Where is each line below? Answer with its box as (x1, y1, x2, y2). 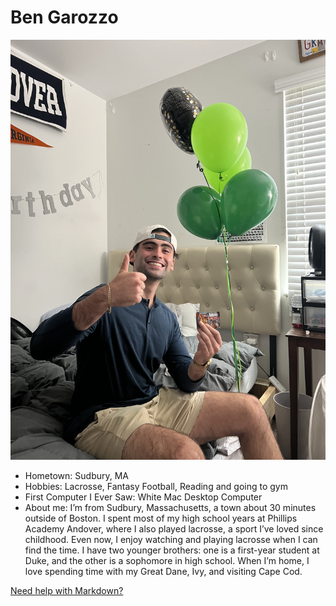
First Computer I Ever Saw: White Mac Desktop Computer (24, 491, 263, 503)
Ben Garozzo (10, 6, 119, 29)
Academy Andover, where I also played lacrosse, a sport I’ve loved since (24, 522, 324, 535)
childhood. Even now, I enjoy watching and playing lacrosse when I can (24, 533, 318, 545)
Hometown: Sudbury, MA (24, 469, 130, 481)
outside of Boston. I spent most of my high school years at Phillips (24, 512, 298, 524)
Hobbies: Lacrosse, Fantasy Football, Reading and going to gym (24, 480, 288, 492)
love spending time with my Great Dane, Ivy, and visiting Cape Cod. (24, 565, 303, 577)
